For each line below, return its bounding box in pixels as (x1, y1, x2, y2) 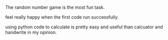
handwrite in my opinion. (5, 29, 57, 35)
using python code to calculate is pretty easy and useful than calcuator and (5, 24, 163, 30)
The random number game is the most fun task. (5, 5, 105, 10)
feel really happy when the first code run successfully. (5, 14, 119, 20)
